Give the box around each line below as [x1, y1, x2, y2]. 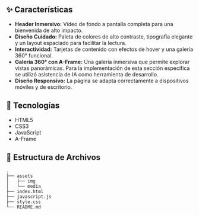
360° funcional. [14, 52, 53, 59]
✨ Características [6, 5, 73, 15]
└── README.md [6, 204, 42, 210]
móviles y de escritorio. [14, 83, 72, 91]
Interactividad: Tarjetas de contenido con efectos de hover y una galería [14, 46, 194, 53]
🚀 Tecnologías [6, 101, 60, 111]
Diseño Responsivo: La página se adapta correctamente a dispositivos [14, 77, 189, 84]
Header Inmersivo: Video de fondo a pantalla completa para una [14, 20, 173, 27]
